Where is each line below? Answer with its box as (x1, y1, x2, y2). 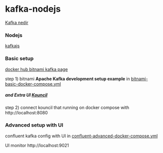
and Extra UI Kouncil (5, 92, 48, 98)
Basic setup (5, 55, 34, 62)
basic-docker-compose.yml (5, 81, 61, 87)
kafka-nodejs (5, 3, 61, 15)
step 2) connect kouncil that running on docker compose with (5, 104, 130, 110)
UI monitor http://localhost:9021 (5, 142, 70, 148)
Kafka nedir (5, 20, 28, 25)
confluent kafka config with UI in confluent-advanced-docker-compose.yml (5, 133, 158, 139)
